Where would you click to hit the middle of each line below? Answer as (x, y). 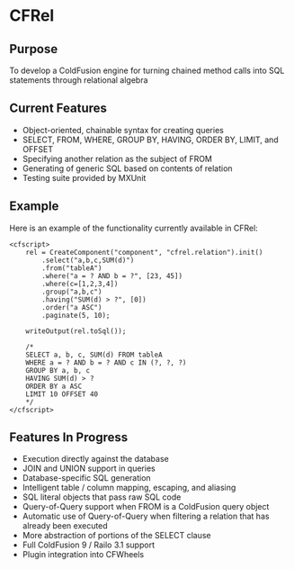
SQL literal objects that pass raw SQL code (102, 497)
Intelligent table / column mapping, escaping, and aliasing (129, 488)
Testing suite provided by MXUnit (84, 177)
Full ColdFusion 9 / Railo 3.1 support (89, 545)
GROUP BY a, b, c (58, 370)
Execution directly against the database (95, 459)
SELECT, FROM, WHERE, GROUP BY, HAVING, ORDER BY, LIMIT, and (150, 140)
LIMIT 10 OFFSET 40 (62, 394)
